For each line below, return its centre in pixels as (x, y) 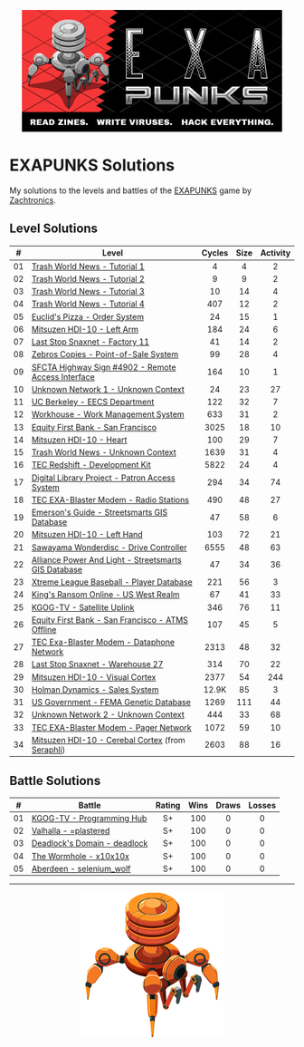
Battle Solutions (55, 780)
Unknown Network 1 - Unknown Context (108, 389)
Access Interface (63, 376)
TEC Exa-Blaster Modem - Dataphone (103, 642)
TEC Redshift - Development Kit (91, 465)
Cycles (215, 253)
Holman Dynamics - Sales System (95, 689)
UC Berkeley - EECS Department (93, 402)
